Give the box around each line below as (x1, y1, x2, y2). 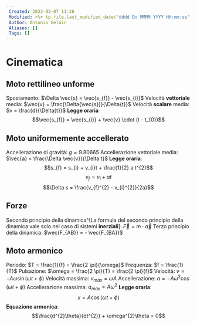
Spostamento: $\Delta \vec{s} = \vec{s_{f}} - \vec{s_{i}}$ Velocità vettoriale (6, 94, 191, 101)
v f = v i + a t (85, 173, 112, 182)
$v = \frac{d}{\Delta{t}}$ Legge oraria (6, 107, 98, 114)
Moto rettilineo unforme (6, 79, 95, 89)
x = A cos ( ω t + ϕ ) (77, 294, 120, 301)
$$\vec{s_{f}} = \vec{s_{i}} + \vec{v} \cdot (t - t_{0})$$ (32, 116, 165, 123)
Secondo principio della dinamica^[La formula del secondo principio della (6, 216, 184, 224)
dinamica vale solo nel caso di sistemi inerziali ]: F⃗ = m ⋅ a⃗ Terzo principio (6, 222, 189, 229)
